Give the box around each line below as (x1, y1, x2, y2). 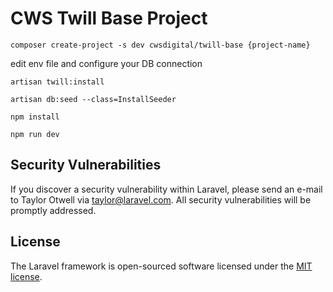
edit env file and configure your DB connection (10, 57, 203, 69)
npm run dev (10, 129, 60, 139)
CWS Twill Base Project (10, 7, 208, 30)
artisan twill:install (10, 77, 105, 87)
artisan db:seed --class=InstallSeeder (10, 94, 177, 104)
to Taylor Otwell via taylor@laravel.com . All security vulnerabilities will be (10, 193, 312, 206)
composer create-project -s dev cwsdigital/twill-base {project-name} (10, 40, 311, 50)
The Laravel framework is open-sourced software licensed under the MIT (10, 260, 313, 272)
